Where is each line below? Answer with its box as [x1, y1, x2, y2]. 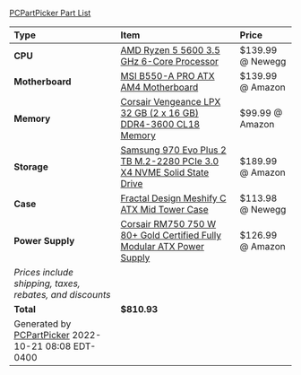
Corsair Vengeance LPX [120, 96, 221, 108]
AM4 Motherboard [120, 81, 199, 93]
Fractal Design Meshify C [120, 192, 227, 205]
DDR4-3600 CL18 [120, 118, 200, 130]
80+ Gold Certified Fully [120, 229, 222, 241]
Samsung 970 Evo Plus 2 [120, 144, 227, 156]
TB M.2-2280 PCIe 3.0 [120, 155, 219, 167]
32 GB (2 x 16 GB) [120, 107, 199, 119]
